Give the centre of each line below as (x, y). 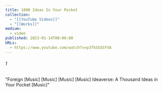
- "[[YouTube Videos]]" (35, 19)
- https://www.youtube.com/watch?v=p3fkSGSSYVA (61, 48)
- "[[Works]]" (24, 24)
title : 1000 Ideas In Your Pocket (42, 10)
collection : (18, 15)
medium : (13, 29)
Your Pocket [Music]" (28, 84)
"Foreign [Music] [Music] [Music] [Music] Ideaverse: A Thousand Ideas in (82, 79)
